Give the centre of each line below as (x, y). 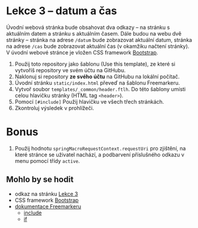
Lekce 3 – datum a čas (62, 11)
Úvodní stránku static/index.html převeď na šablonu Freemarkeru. (97, 83)
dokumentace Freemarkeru (48, 206)
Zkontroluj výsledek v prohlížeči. (54, 108)
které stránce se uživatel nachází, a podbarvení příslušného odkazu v (100, 155)
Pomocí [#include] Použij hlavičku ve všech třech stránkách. (89, 101)
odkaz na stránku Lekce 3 (46, 194)
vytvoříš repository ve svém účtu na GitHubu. (70, 70)
